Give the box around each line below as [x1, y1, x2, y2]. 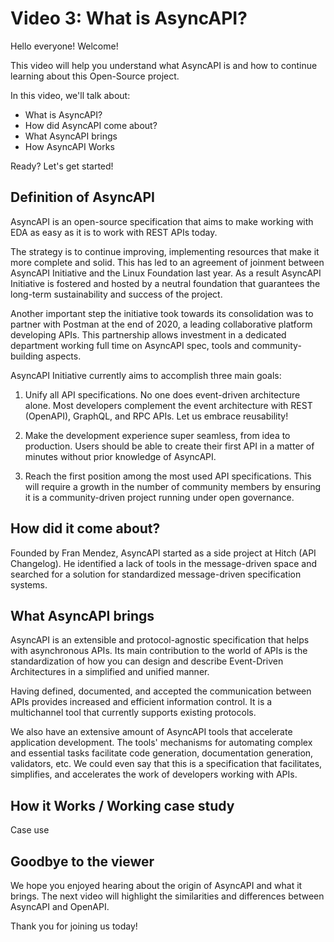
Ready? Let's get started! [10, 160, 114, 172]
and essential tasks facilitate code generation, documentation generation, [10, 747, 314, 759]
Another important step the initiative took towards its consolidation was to [10, 307, 314, 319]
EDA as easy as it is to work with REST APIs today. [10, 226, 218, 238]
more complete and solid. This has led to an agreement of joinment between [10, 256, 325, 268]
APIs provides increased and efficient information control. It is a [10, 696, 273, 708]
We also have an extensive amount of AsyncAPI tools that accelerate [10, 726, 293, 738]
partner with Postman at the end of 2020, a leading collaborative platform [10, 318, 313, 330]
